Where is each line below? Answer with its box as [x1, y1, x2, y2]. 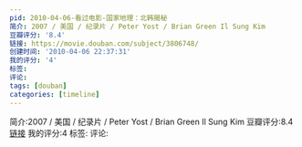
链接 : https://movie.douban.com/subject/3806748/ [9, 38, 199, 48]
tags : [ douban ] [9, 81, 68, 90]
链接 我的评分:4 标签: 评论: [9, 127, 109, 138]
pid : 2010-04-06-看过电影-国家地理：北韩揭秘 [9, 13, 168, 23]
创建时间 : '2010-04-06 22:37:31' [9, 47, 131, 57]
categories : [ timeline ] [9, 89, 100, 99]
